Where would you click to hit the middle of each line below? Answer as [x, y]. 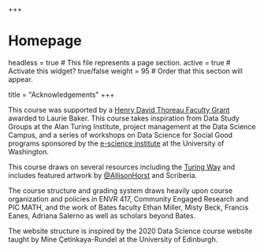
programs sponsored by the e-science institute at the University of [116, 143]
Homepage [45, 41]
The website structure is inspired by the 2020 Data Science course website [130, 231]
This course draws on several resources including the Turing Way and [122, 167]
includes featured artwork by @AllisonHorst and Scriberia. [103, 175]
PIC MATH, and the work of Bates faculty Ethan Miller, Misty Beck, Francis [128, 207]
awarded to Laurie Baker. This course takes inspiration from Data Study [124, 118]
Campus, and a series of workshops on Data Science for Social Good [121, 135]
